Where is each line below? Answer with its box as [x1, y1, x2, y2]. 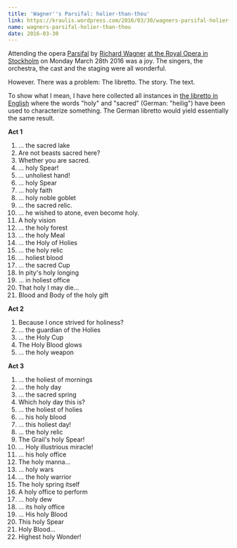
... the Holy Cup [18, 333, 64, 342]
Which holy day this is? [18, 398, 85, 406]
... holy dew [18, 495, 52, 504]
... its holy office [18, 503, 65, 511]
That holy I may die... [18, 283, 79, 292]
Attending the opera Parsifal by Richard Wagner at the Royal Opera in [8, 49, 208, 58]
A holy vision [18, 216, 56, 225]
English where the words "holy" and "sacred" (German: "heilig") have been [8, 99, 226, 108]
